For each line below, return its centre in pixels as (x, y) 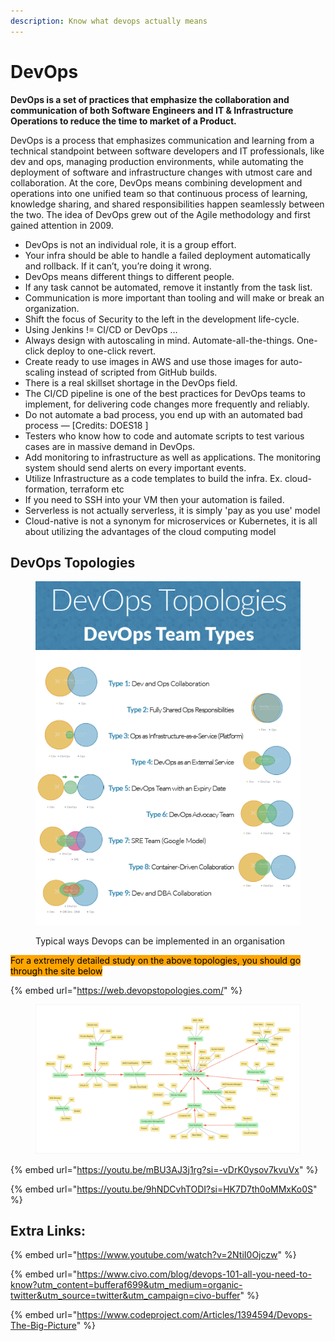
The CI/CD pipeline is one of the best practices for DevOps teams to (165, 393)
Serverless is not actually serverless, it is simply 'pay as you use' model (172, 510)
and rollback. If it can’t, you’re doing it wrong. (118, 266)
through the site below (56, 971)
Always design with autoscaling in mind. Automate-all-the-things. (159, 340)
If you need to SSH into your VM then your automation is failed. (154, 499)
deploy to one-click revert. (101, 351)
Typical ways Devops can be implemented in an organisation (160, 941)
